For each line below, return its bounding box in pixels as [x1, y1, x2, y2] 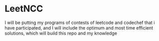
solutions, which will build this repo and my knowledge [4, 30, 117, 36]
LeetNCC [4, 3, 43, 14]
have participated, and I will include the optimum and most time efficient [4, 24, 153, 30]
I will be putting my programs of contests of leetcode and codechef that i [4, 19, 155, 25]
